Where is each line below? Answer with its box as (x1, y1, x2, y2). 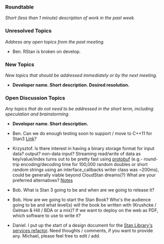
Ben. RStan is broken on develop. (12, 48, 81, 54)
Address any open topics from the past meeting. (5, 38, 105, 44)
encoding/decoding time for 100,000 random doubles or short (20, 161, 148, 167)
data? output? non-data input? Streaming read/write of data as (12, 151, 141, 157)
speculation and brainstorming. (5, 111, 70, 117)
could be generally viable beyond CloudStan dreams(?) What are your (12, 172, 156, 178)
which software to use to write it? (12, 212, 81, 218)
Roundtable (5, 3, 34, 10)
